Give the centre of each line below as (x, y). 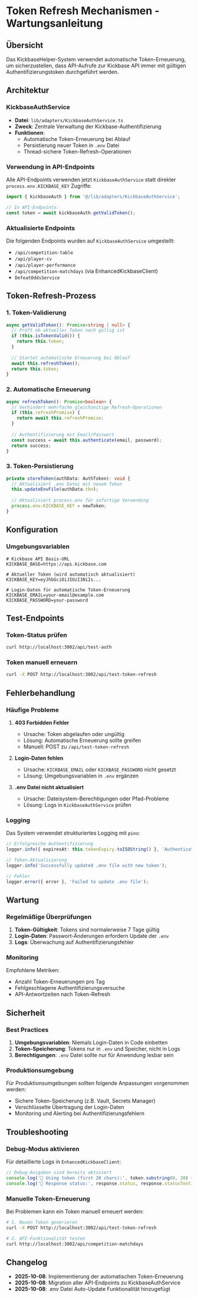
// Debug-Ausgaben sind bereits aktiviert (59, 1173)
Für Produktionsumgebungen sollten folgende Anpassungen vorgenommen (98, 1083)
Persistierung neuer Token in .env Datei (71, 145)
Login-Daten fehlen (39, 758)
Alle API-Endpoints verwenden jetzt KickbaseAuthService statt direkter (91, 179)
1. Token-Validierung (36, 313)
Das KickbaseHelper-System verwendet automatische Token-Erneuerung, (96, 59)
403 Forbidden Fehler (42, 722)
